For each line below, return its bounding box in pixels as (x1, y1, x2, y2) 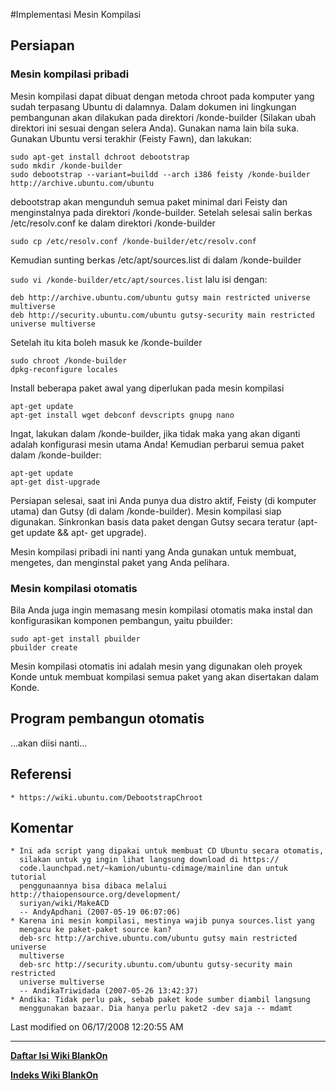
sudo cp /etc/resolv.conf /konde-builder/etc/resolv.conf (10, 236, 257, 246)
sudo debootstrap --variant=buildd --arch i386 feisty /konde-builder (10, 169, 311, 179)
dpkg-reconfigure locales (10, 364, 118, 374)
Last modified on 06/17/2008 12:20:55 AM (10, 1021, 184, 1033)
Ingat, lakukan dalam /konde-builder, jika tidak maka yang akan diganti (10, 427, 301, 439)
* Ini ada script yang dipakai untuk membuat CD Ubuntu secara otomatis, (10, 846, 325, 856)
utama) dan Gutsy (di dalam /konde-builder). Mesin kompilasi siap (10, 505, 282, 517)
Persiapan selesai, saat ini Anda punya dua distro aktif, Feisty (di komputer (10, 494, 317, 506)
